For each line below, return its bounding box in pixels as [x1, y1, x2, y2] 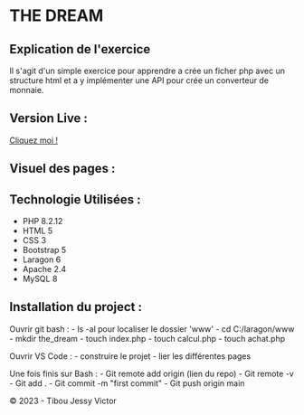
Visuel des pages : [9, 161, 116, 176]
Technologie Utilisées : [9, 192, 141, 207]
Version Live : [9, 110, 89, 127]
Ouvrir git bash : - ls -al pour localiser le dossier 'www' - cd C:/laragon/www [9, 323, 295, 335]
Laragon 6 [22, 254, 62, 265]
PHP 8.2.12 [22, 216, 63, 227]
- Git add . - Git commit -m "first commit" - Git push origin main [9, 377, 245, 389]
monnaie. [9, 85, 44, 95]
